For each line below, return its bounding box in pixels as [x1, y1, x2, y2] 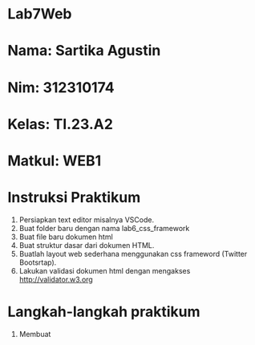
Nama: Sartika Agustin [7, 42, 161, 60]
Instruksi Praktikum [7, 189, 141, 207]
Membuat [18, 329, 51, 339]
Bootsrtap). [18, 258, 57, 267]
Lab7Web [7, 5, 73, 23]
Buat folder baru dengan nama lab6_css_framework [18, 223, 190, 233]
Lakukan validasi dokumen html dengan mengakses [18, 266, 191, 275]
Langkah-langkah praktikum [7, 302, 201, 321]
